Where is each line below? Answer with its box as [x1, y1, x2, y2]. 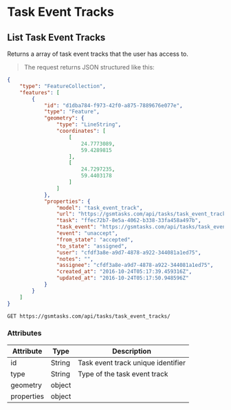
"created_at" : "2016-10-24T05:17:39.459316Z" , [56, 268, 192, 275]
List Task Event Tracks [7, 32, 106, 43]
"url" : [56, 211, 76, 217]
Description [112, 346, 151, 356]
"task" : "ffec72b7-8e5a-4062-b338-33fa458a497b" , [56, 217, 201, 224]
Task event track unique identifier [78, 358, 186, 367]
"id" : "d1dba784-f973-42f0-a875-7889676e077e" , [43, 102, 184, 109]
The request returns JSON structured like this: [23, 63, 155, 71]
